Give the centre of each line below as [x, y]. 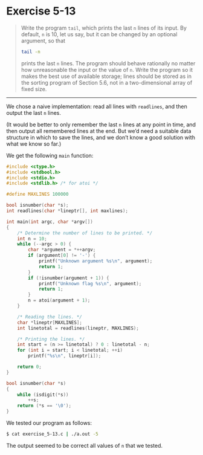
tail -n [31, 52]
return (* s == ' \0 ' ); [44, 406]
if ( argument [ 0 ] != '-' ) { [62, 256]
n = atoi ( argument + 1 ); [59, 300]
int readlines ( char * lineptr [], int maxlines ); [67, 211]
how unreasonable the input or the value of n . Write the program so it [107, 69]
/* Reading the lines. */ [50, 317]
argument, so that [43, 40]
